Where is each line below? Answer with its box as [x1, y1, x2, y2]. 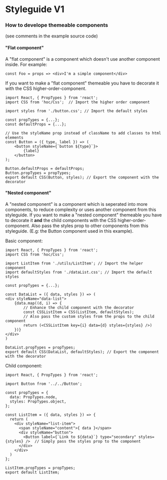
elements [5, 135, 24, 140]
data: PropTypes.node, [10, 395, 58, 400]
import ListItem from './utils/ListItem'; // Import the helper [5, 260, 143, 266]
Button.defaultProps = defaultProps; [5, 166, 85, 171]
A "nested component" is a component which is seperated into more [5, 201, 148, 207]
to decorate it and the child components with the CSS [5, 217, 117, 223]
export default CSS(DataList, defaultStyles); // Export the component [5, 349, 159, 355]
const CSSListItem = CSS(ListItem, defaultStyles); [23, 310, 135, 315]
